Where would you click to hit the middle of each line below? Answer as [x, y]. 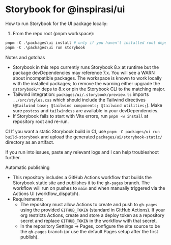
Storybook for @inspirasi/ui [65, 9]
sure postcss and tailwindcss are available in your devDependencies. [85, 110]
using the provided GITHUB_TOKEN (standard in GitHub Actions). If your [93, 210]
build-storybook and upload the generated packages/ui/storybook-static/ [84, 137]
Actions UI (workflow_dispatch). [46, 193]
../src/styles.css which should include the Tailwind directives [79, 100]
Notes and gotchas [25, 57]
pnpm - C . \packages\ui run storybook [45, 47]
